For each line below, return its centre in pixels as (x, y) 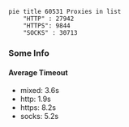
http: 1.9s (35, 99)
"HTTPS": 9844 (47, 26)
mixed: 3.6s (39, 91)
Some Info (29, 53)
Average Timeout (38, 72)
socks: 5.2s (39, 116)
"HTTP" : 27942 (49, 19)
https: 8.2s (38, 108)
